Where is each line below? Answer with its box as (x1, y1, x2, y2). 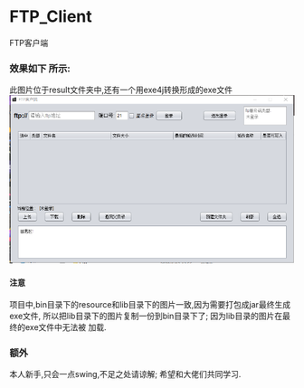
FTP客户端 (9, 37, 49, 48)
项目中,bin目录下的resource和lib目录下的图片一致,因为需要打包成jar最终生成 (9, 298, 291, 309)
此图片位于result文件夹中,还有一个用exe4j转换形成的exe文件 (9, 84, 233, 96)
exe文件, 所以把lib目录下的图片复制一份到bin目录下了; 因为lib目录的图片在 (9, 310, 283, 321)
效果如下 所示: (9, 62, 71, 74)
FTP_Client (9, 6, 92, 27)
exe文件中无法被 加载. (24, 321, 107, 332)
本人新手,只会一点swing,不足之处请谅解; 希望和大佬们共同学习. (9, 368, 242, 379)
